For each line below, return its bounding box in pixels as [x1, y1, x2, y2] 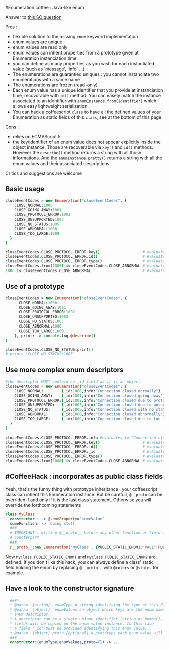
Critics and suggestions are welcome [5, 170, 82, 176]
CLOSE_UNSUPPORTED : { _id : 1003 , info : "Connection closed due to [14, 402, 152, 408]
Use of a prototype [5, 282, 65, 291]
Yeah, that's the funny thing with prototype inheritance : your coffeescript [5, 485, 157, 492]
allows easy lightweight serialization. [12, 103, 89, 109]
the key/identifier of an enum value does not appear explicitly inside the [12, 139, 161, 145]
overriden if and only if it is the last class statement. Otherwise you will [5, 497, 152, 503]
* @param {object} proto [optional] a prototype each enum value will [10, 630, 163, 635]
